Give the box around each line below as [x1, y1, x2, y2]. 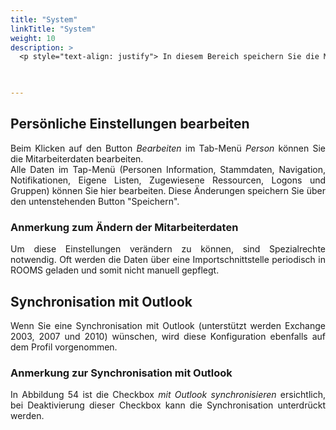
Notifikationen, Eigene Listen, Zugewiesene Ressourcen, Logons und [10, 174, 326, 186]
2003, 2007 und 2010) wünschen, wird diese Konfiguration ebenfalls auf [10, 330, 326, 342]
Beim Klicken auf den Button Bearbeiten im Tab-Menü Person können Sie [10, 142, 327, 154]
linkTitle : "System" [10, 24, 97, 34]
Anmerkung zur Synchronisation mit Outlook [10, 366, 233, 380]
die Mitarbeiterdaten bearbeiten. [10, 152, 144, 165]
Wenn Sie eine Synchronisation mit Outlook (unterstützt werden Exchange [10, 319, 326, 331]
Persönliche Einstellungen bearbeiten [10, 116, 250, 133]
